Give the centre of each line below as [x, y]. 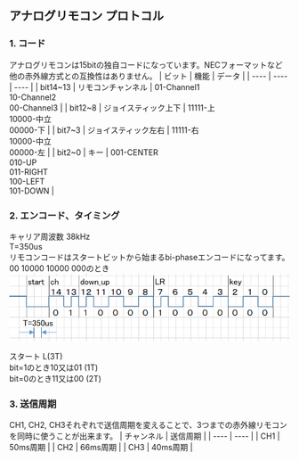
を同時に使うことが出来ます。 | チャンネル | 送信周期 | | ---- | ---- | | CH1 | [145, 436]
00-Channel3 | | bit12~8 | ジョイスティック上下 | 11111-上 [112, 107]
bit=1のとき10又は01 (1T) [54, 367]
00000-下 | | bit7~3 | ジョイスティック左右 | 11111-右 [104, 130]
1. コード [28, 44]
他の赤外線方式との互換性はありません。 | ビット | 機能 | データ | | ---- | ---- [149, 76]
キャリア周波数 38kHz [50, 236]
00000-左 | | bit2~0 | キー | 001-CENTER [84, 152]
